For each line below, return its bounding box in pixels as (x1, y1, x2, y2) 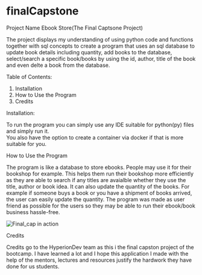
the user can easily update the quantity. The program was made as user (6, 195, 185, 203)
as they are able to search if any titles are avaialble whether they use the (6, 176, 186, 183)
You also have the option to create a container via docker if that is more (6, 134, 184, 141)
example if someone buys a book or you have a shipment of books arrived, (6, 189, 192, 197)
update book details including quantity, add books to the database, (6, 48, 172, 55)
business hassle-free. (6, 208, 60, 215)
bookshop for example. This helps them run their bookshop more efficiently (6, 170, 194, 177)
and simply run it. (6, 127, 49, 134)
